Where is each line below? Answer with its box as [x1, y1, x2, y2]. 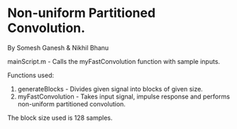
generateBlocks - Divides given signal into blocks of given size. [17, 84, 204, 93]
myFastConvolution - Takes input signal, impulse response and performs [17, 92, 231, 101]
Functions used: [7, 71, 55, 79]
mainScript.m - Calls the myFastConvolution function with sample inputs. [7, 57, 221, 65]
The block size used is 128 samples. [7, 113, 113, 122]
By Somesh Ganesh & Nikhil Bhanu [7, 43, 109, 52]
